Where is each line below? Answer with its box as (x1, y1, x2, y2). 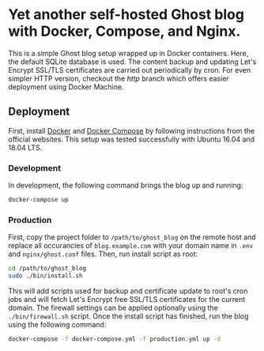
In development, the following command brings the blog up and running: (8, 180, 243, 191)
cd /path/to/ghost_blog (8, 265, 87, 273)
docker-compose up (8, 196, 69, 204)
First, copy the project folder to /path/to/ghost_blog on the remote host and (8, 232, 256, 242)
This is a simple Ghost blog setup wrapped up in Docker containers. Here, (8, 48, 249, 58)
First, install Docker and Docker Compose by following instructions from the (8, 126, 255, 135)
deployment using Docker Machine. (8, 81, 124, 92)
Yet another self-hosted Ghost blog (8, 6, 245, 24)
